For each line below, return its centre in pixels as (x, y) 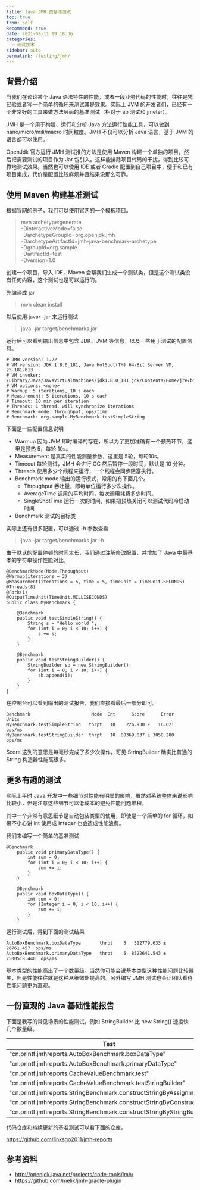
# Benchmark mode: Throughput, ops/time (57, 412)
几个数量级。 (22, 1029)
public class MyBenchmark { (41, 603)
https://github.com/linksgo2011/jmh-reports (60, 1139)
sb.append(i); (55, 676)
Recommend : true (26, 28)
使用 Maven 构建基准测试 (52, 195)
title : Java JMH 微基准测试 (39, 12)
